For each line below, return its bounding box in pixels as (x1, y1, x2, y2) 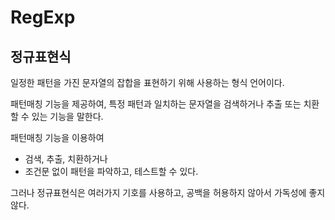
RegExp (10, 6, 76, 29)
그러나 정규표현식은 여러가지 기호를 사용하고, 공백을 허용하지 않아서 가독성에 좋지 (10, 187, 326, 198)
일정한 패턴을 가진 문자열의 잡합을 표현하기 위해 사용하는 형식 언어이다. (10, 77, 285, 88)
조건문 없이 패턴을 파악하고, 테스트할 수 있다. (24, 166, 199, 177)
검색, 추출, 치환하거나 (24, 153, 108, 165)
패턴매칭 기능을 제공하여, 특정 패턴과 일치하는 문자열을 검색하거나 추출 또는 (10, 98, 302, 110)
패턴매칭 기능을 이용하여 (10, 132, 105, 143)
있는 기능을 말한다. (31, 111, 104, 122)
